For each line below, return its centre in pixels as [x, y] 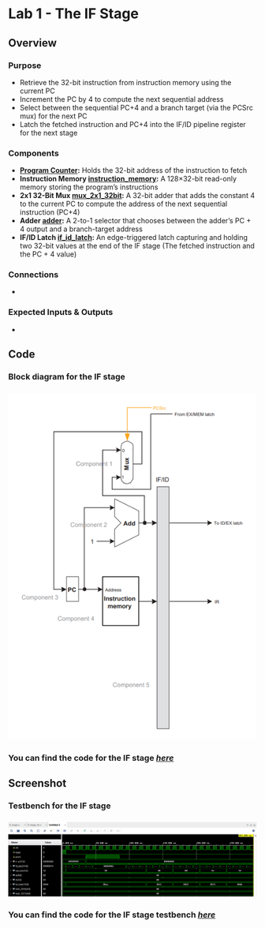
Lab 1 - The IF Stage [74, 14]
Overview [33, 43]
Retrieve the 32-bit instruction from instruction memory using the [125, 82]
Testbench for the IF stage [60, 806]
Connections [34, 275]
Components [34, 153]
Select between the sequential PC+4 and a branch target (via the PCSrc [136, 107]
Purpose [25, 65]
